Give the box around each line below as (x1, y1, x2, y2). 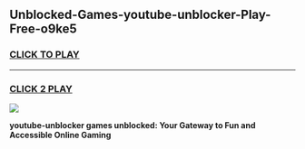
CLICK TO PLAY (9, 49, 80, 61)
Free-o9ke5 (9, 22, 77, 37)
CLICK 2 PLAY (9, 82, 73, 95)
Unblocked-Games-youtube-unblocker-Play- (9, 7, 271, 23)
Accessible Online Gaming (9, 129, 112, 140)
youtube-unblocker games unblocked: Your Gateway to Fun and (9, 119, 256, 130)
